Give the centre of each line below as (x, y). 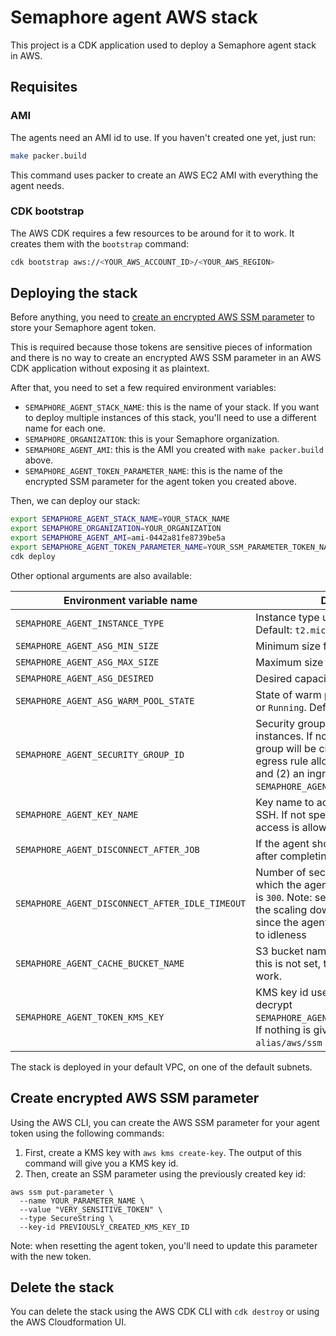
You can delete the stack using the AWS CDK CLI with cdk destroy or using (165, 1312)
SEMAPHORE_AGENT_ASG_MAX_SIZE (87, 662)
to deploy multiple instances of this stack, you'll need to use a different (170, 418)
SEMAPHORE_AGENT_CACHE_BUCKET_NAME (100, 963)
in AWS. (26, 55)
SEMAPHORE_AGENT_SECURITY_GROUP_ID (100, 754)
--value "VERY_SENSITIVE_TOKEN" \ (91, 1209)
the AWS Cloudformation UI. (68, 1322)
